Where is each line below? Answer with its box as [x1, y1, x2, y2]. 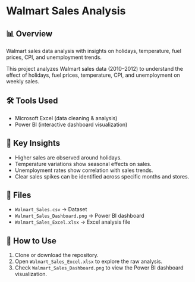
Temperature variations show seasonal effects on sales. [14, 160, 152, 167]
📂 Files [6, 190, 32, 200]
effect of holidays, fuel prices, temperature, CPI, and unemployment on [6, 71, 180, 79]
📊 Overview [6, 29, 53, 39]
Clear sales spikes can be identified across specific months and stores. [14, 173, 190, 180]
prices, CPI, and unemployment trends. [6, 54, 102, 61]
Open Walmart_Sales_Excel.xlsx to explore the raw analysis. [14, 258, 162, 265]
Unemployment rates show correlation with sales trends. [14, 167, 153, 174]
